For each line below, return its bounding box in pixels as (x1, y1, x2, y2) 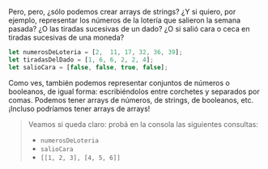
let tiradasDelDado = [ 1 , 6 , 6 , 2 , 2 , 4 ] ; (8, 56, 154, 64)
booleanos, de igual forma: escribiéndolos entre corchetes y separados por (8, 87, 261, 96)
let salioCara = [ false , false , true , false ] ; (8, 63, 168, 71)
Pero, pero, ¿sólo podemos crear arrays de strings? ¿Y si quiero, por (8, 7, 236, 16)
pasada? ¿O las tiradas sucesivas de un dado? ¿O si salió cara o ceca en (8, 24, 250, 33)
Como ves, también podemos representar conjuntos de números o (8, 78, 231, 87)
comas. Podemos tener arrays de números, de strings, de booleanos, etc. (8, 95, 253, 104)
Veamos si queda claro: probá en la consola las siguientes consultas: (28, 119, 259, 129)
